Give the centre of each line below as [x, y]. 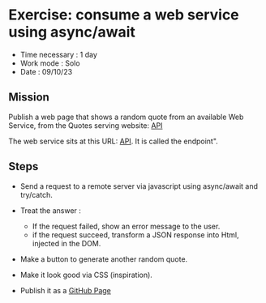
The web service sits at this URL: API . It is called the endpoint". [114, 141]
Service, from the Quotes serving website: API [86, 125]
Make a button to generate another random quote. [104, 259]
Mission [29, 98]
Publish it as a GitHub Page [66, 290]
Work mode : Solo [50, 63]
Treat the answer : [50, 210]
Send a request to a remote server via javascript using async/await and [139, 186]
